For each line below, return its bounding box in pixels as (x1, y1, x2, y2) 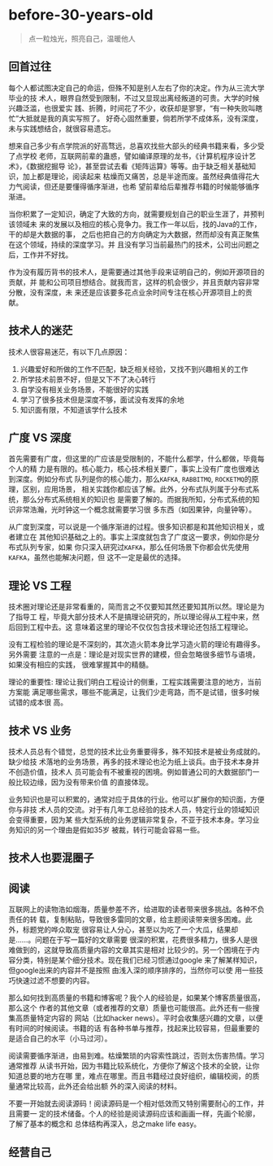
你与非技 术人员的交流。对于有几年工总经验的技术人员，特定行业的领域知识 (8, 805, 260, 814)
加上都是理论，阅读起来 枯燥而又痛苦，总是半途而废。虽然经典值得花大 (22, 171, 260, 181)
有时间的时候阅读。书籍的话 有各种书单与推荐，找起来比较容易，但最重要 (8, 1024, 253, 1033)
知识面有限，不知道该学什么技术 (19, 404, 128, 414)
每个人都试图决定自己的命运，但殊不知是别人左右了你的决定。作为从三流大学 (8, 83, 265, 93)
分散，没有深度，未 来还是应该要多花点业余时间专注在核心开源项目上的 (8, 287, 245, 297)
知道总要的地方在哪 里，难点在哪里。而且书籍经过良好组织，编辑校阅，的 (8, 1072, 253, 1081)
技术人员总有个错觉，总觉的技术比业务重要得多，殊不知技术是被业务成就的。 (8, 747, 265, 756)
